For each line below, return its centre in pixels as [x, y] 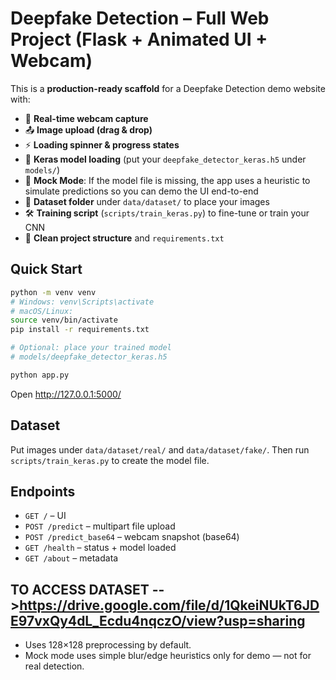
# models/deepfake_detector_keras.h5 [89, 357]
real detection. [54, 666]
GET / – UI [45, 516]
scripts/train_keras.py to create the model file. [110, 460]
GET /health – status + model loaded [100, 548]
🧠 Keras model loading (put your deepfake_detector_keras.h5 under [165, 159]
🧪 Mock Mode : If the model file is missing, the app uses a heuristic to [167, 180]
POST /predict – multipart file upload [100, 526]
